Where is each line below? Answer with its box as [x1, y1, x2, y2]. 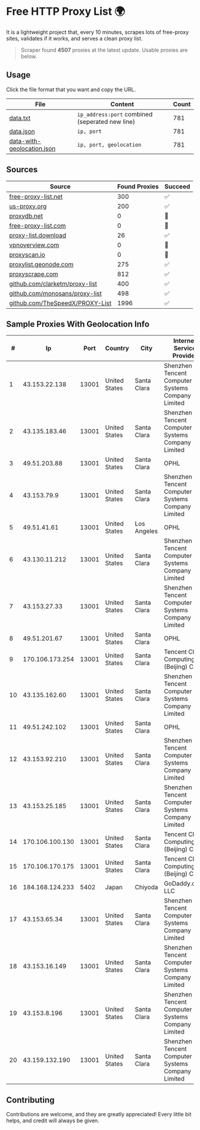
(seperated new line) [77, 117, 136, 126]
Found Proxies [117, 182, 159, 191]
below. [20, 52, 37, 60]
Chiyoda [135, 883, 158, 892]
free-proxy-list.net [9, 192, 63, 200]
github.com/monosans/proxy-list [9, 289, 102, 297]
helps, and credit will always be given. [6, 1117, 99, 1124]
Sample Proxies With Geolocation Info [6, 319, 150, 329]
